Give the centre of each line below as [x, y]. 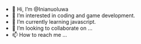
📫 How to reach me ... [39, 35]
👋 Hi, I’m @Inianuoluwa [40, 9]
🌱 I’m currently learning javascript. [54, 22]
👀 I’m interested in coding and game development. [73, 15]
